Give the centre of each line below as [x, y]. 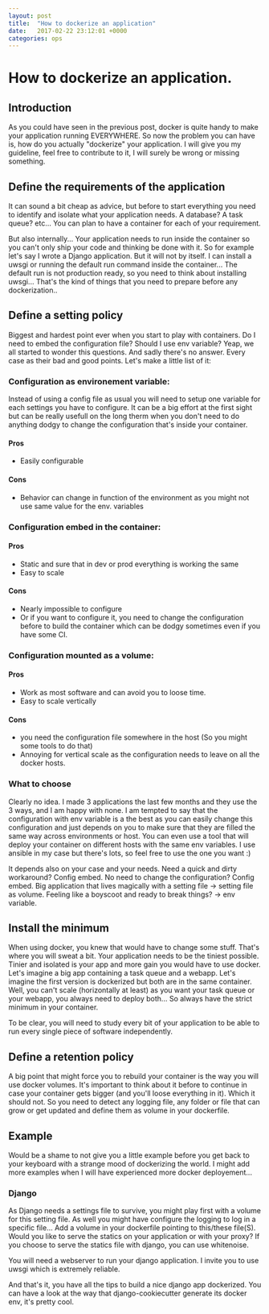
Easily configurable [52, 461]
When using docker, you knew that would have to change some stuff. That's [134, 947]
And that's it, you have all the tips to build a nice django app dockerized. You [135, 1285]
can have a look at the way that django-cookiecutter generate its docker [128, 1293]
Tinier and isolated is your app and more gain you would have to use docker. [134, 964]
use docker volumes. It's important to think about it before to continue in [128, 1085]
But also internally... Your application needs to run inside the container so [129, 239]
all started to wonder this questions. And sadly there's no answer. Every [127, 352]
